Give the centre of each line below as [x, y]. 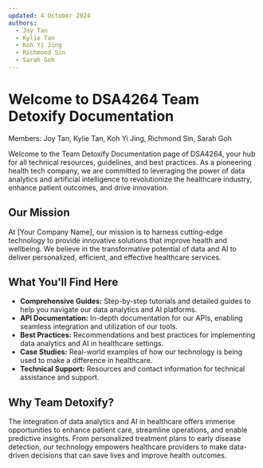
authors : [23, 23]
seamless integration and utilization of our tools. [98, 326]
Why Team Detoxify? [61, 402]
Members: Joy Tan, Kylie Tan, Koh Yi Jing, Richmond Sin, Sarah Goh [120, 138]
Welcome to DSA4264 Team [104, 99]
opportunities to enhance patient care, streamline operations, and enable [128, 430]
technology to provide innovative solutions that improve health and [118, 240]
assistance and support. [59, 377]
